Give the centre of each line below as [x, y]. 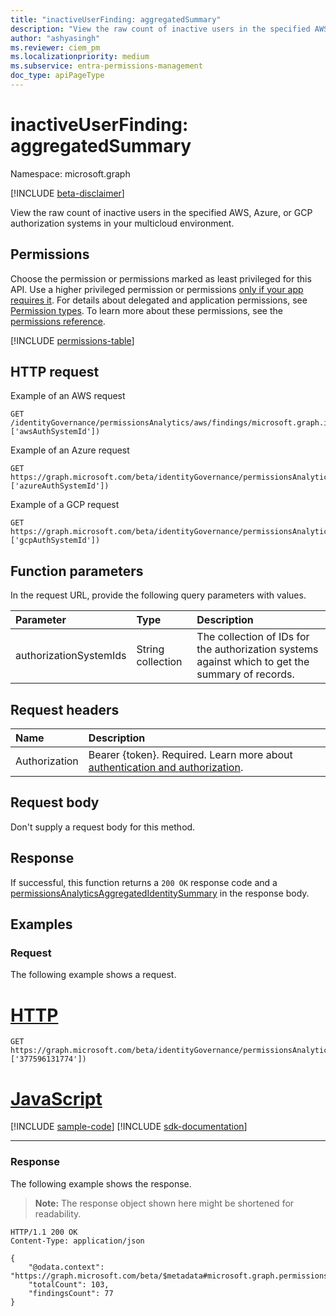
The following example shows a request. [93, 975]
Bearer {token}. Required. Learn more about [190, 755]
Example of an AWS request [68, 396]
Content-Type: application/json [77, 1241]
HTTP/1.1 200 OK [44, 1232]
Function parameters [77, 571]
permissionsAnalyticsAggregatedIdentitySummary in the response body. [160, 893]
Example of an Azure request [70, 450]
